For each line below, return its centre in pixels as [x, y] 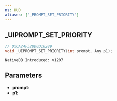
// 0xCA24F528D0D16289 [29, 46]
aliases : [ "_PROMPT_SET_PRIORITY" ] [42, 15]
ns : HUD [13, 10]
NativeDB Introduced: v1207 [34, 60]
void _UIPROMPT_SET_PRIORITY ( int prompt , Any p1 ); [59, 51]
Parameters [24, 76]
